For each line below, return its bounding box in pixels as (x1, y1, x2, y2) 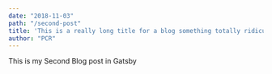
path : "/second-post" (8, 19, 82, 27)
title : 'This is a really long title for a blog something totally (8, 27, 241, 35)
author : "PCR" (8, 34, 57, 43)
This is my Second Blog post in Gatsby (8, 56, 138, 66)
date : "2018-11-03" (8, 11, 74, 20)
